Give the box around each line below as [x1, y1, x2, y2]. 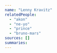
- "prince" [9, 26, 32, 31]
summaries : [5, 40, 28, 45]
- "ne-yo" [9, 21, 30, 27]
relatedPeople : [5, 12, 37, 17]
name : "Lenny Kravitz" [5, 7, 52, 13]
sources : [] [5, 36, 30, 41]
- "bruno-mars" [9, 31, 41, 36]
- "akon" [9, 17, 28, 22]
